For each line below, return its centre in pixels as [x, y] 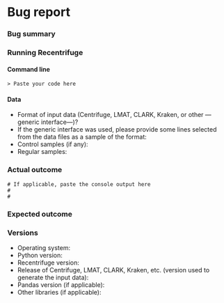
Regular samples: [42, 152]
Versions [23, 233]
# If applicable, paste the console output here [79, 184]
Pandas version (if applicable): [61, 285]
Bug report [39, 12]
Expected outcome [40, 214]
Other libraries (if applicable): [59, 292]
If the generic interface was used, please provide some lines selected [117, 130]
